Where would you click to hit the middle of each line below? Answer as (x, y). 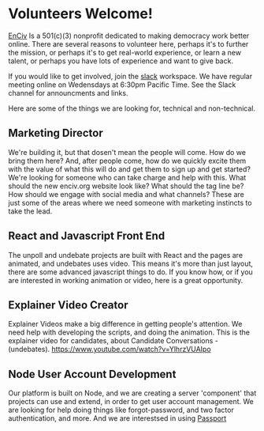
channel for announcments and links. (68, 93)
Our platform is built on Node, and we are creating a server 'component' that (132, 393)
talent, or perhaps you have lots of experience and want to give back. (121, 61)
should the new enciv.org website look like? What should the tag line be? (126, 186)
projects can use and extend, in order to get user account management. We (131, 402)
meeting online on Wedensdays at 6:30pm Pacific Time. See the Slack (122, 85)
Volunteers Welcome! (81, 14)
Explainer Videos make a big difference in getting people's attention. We (125, 324)
